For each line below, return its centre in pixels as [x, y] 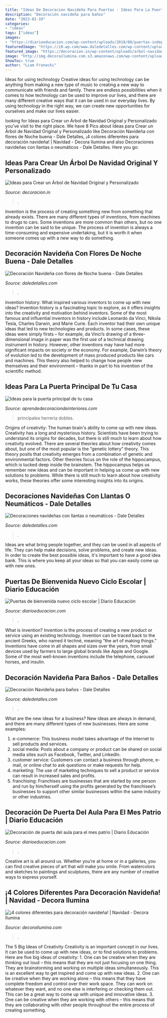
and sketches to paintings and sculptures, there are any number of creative [82, 872]
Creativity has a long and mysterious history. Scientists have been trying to [82, 433]
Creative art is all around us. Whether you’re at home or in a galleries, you [81, 861]
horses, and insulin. [25, 662]
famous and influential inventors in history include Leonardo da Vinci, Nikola [83, 318]
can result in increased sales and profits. [54, 776]
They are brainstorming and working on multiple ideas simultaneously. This [82, 968]
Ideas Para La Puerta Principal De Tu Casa [71, 387]
